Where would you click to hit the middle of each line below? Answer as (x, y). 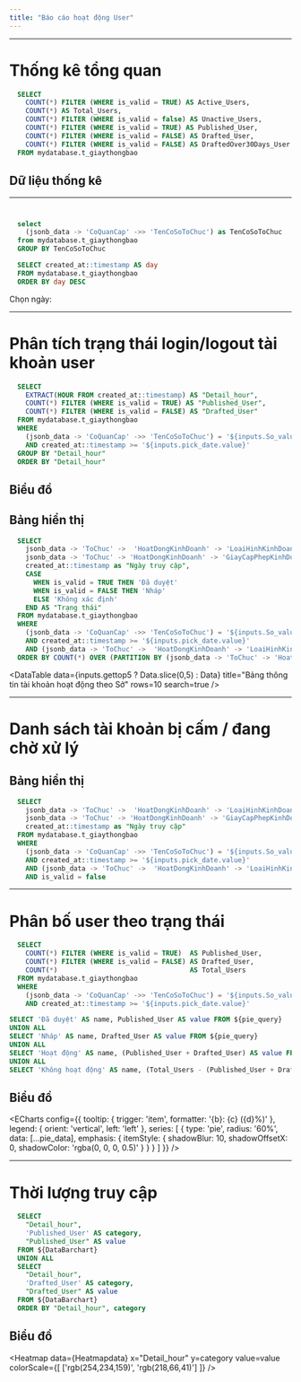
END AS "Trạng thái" (64, 608)
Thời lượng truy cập (84, 1192)
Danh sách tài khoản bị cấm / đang (140, 729)
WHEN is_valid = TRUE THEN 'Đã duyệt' (105, 582)
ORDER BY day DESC (52, 282)
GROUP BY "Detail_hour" (61, 453)
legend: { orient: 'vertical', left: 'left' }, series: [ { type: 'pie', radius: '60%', (144, 1129)
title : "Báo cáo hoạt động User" (72, 17)
